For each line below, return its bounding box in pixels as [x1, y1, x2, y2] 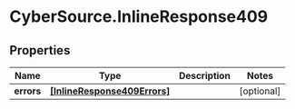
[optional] [239, 84, 281, 97]
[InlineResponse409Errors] [49, 84, 171, 97]
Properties [9, 43, 71, 58]
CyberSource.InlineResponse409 [9, 6, 269, 27]
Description [178, 70, 231, 82]
